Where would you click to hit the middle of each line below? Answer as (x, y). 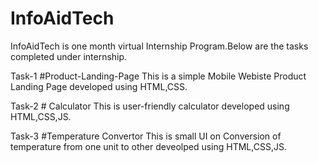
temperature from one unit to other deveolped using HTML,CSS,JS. (148, 146)
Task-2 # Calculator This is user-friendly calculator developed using (150, 106)
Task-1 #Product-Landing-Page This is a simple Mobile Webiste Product (158, 76)
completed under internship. (69, 56)
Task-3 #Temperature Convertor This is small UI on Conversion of (146, 136)
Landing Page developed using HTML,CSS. (99, 86)
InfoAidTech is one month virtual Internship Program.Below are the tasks (159, 46)
